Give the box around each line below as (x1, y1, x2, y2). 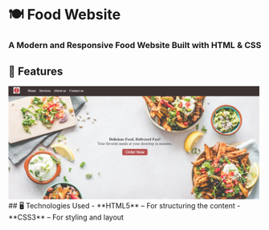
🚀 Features (8, 64, 63, 78)
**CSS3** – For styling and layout (8, 212, 124, 222)
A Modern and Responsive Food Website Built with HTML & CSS (8, 40, 262, 51)
